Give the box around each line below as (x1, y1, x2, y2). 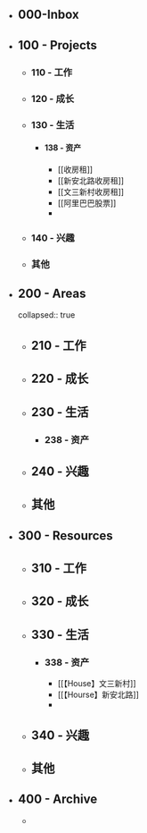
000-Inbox (17, 7, 79, 22)
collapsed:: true (17, 310, 76, 320)
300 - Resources (17, 528, 113, 543)
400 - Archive (17, 792, 98, 807)
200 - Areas (17, 285, 86, 301)
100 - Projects (17, 38, 98, 53)
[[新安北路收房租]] (57, 174, 125, 186)
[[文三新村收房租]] (57, 186, 125, 197)
